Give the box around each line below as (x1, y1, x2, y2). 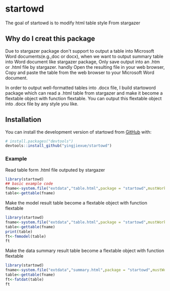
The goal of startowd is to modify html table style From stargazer (5, 20, 141, 26)
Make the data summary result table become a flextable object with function (5, 247, 164, 254)
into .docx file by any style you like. (5, 101, 78, 107)
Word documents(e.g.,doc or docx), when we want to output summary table (5, 53, 163, 59)
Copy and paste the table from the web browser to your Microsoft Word (5, 69, 154, 75)
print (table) (5, 229, 33, 234)
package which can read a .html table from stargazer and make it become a (5, 90, 163, 96)
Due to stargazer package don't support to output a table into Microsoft (5, 48, 154, 54)
